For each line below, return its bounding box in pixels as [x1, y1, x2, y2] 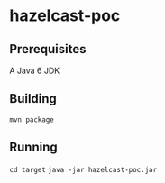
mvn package [9, 114, 54, 124]
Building [9, 91, 57, 106]
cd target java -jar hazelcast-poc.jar [9, 165, 158, 174]
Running [9, 140, 59, 155]
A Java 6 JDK [9, 65, 60, 76]
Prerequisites [9, 41, 87, 57]
